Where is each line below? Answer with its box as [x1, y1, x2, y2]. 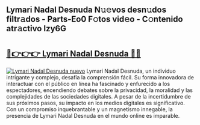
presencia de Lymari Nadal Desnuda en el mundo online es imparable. [6, 112, 180, 119]
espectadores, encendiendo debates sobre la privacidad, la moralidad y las [6, 87, 193, 94]
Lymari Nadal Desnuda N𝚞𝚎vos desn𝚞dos [6, 5, 167, 15]
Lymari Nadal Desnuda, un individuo [86, 67, 176, 75]
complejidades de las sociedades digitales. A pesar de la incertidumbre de [6, 93, 191, 100]
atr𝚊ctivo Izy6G [6, 23, 67, 34]
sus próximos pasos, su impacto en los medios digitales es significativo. [6, 99, 186, 106]
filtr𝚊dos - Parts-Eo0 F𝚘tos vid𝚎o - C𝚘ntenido [6, 14, 183, 25]
